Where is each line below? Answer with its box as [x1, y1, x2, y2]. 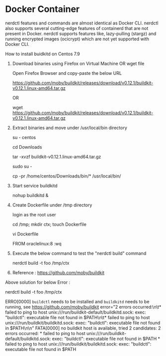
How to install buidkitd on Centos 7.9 [5, 51, 81, 57]
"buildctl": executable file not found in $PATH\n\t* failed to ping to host [5, 314, 150, 320]
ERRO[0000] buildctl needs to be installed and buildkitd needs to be [5, 298, 150, 305]
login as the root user [12, 211, 56, 217]
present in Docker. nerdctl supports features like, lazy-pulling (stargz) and [5, 30, 157, 36]
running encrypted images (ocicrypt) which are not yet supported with [5, 36, 149, 42]
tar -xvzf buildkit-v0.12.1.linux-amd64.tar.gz [12, 154, 101, 160]
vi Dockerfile [12, 231, 39, 237]
